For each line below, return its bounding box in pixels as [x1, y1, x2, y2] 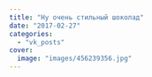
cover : [9, 46, 34, 55]
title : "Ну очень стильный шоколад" [9, 12, 144, 22]
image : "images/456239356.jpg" [17, 54, 133, 63]
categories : [9, 29, 53, 38]
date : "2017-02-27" [9, 21, 81, 30]
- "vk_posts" [17, 37, 65, 47]
